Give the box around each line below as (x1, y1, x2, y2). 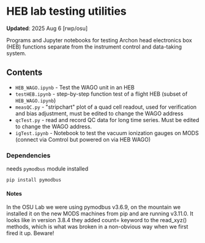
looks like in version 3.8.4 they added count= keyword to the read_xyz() (6, 217, 187, 224)
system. (6, 49, 26, 56)
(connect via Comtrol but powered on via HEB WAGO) (15, 136, 151, 143)
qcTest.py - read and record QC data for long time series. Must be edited (15, 116, 199, 123)
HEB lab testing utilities (6, 4, 127, 18)
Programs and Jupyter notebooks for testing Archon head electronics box (6, 36, 193, 44)
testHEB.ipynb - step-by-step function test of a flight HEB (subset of (15, 90, 188, 98)
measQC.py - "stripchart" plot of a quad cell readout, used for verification (15, 103, 197, 110)
